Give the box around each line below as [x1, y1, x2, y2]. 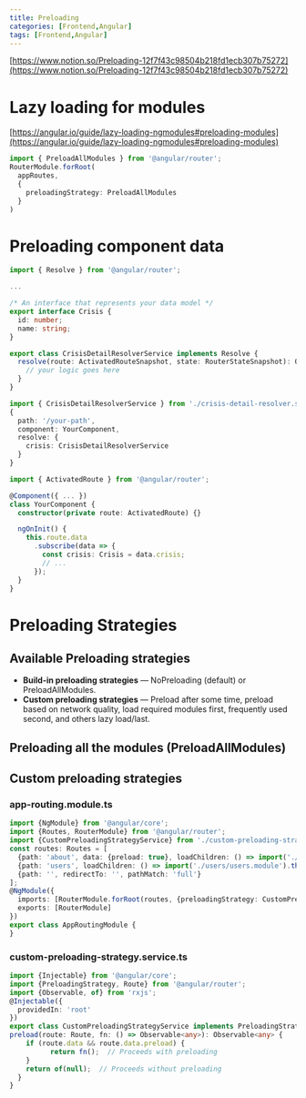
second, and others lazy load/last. [22, 714, 150, 725]
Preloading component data [9, 236, 225, 256]
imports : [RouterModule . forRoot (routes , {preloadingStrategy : [17, 895, 259, 904]
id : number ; [17, 315, 64, 324]
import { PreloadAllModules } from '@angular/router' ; [9, 154, 222, 164]
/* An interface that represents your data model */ [9, 299, 214, 308]
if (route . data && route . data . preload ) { [25, 1039, 185, 1048]
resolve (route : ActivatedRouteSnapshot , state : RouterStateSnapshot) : [17, 357, 291, 367]
